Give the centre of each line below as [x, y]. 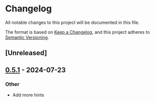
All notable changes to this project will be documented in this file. [72, 22]
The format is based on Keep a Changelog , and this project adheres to [77, 32]
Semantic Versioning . [27, 37]
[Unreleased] [26, 53]
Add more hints [28, 95]
